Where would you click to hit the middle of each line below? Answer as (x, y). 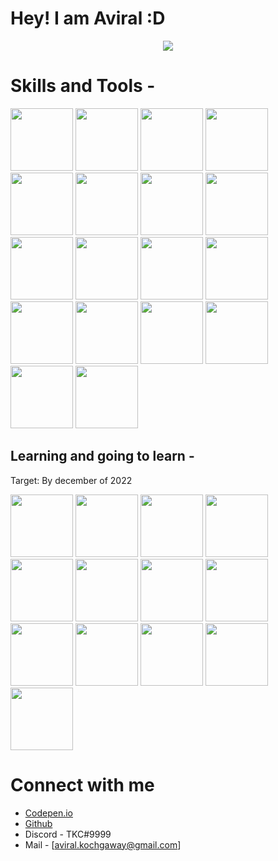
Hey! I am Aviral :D (88, 18)
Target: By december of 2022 (71, 480)
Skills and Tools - (83, 86)
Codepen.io (48, 813)
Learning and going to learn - (102, 456)
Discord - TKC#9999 (68, 834)
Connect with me (82, 784)
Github (38, 823)
